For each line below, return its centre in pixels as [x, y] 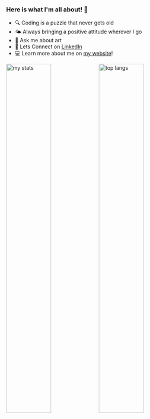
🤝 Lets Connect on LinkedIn [48, 46]
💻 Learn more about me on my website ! [64, 54]
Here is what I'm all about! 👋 [47, 10]
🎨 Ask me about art [38, 41]
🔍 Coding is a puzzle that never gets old [64, 23]
